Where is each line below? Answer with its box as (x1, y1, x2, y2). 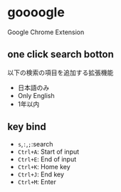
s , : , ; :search (17, 139, 53, 148)
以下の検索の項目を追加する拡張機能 (7, 68, 114, 77)
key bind (7, 121, 46, 133)
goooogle (7, 4, 65, 21)
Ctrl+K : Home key (17, 162, 71, 171)
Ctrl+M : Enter (17, 177, 57, 186)
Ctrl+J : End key (17, 170, 65, 178)
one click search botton (7, 48, 114, 60)
